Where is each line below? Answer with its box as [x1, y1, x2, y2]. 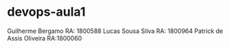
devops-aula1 [7, 4, 86, 20]
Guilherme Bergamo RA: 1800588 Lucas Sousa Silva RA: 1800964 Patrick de [7, 27, 223, 35]
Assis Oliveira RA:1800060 [7, 34, 82, 42]
